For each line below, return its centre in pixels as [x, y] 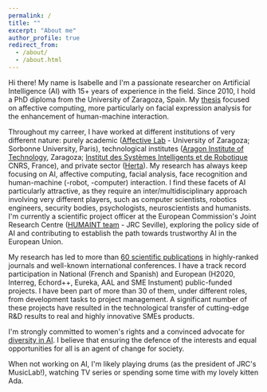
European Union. [36, 241]
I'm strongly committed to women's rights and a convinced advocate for [127, 332]
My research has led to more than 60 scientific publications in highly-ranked [133, 257]
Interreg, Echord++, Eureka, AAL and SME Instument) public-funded [120, 282]
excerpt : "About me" [43, 30]
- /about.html [39, 60]
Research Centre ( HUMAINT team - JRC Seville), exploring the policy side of [133, 224]
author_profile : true [44, 38]
